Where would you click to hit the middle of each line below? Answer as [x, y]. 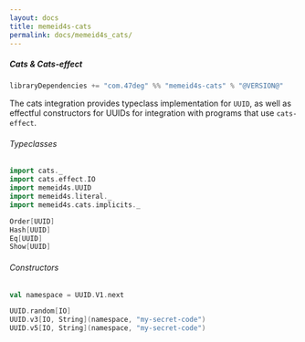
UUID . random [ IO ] [40, 311]
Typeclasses [33, 143]
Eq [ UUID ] [26, 238]
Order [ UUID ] [32, 221]
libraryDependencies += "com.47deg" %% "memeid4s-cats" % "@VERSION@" [147, 86]
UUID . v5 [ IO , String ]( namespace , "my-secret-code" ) [108, 328]
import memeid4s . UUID [51, 188]
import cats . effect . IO [53, 180]
